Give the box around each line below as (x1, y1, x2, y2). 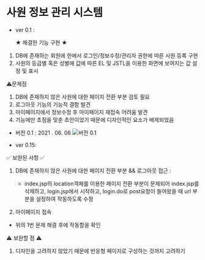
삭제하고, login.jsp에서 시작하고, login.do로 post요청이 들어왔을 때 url (24, 187, 192, 195)
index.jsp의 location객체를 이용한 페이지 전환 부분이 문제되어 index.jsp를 (24, 180, 199, 187)
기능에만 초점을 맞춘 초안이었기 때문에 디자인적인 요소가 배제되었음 (15, 116, 174, 123)
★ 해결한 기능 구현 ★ (15, 39, 67, 46)
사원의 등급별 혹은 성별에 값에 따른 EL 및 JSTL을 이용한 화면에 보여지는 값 (15, 59, 191, 67)
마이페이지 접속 (15, 208, 52, 215)
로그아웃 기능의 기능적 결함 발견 (15, 100, 91, 108)
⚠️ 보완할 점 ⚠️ (6, 234, 42, 242)
